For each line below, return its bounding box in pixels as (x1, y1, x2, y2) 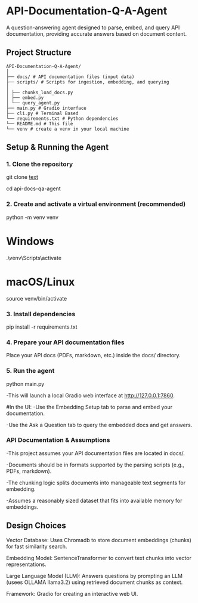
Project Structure (6, 48, 72, 58)
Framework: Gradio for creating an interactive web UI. (6, 590, 138, 597)
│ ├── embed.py (6, 94, 44, 101)
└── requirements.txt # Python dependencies (6, 115, 119, 122)
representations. (6, 561, 47, 568)
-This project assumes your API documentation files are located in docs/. (6, 449, 185, 457)
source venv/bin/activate (6, 295, 67, 302)
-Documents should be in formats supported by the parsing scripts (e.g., (6, 461, 185, 468)
